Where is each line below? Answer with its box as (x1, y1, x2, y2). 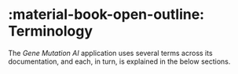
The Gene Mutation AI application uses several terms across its (8, 48, 214, 57)
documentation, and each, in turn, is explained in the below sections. (8, 57, 231, 66)
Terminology (8, 22, 93, 40)
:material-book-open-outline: (8, 6, 205, 24)
